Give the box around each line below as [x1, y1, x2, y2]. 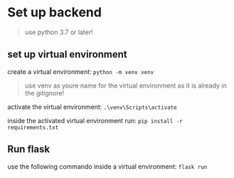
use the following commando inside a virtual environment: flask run [7, 162, 208, 171]
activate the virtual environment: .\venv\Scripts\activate [7, 103, 177, 111]
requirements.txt [7, 124, 59, 131]
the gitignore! [24, 88, 65, 97]
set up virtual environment [7, 48, 128, 61]
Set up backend [7, 4, 102, 21]
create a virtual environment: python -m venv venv [7, 67, 154, 75]
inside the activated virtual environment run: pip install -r [7, 116, 183, 125]
